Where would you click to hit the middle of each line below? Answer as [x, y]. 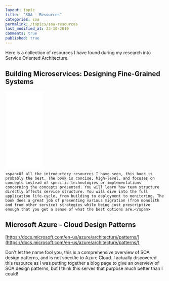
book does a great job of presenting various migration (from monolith [82, 200]
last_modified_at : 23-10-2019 [37, 29]
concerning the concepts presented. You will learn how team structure [82, 187]
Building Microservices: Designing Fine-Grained [83, 74]
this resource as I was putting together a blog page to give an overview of [82, 263]
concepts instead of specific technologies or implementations [73, 183]
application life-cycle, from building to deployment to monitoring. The [85, 196]
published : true [22, 38]
